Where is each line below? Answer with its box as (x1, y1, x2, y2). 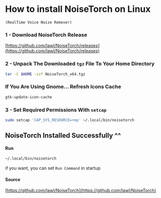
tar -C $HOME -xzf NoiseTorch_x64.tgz (5, 71, 85, 76)
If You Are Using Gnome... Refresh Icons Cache (5, 83, 121, 90)
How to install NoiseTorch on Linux (5, 3, 151, 15)
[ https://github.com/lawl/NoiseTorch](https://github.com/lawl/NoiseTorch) (5, 188, 157, 194)
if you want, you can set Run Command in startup (5, 165, 101, 171)
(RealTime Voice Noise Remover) (5, 20, 72, 25)
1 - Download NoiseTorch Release (5, 31, 87, 38)
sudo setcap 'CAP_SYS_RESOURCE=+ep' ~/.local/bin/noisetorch (5, 118, 135, 123)
